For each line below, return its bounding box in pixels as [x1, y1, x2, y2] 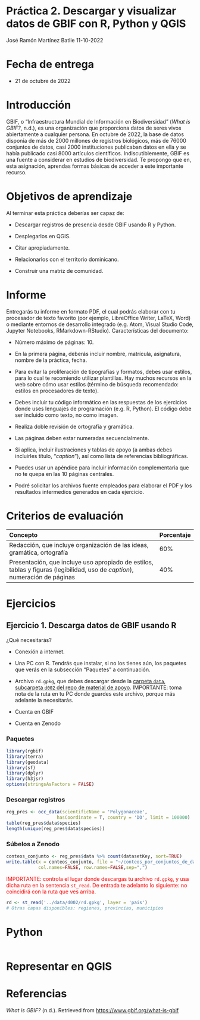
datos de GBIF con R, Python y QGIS [6, 17, 186, 30]
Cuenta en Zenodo [14, 720, 61, 727]
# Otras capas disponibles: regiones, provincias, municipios [6, 905, 164, 911]
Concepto [9, 530, 38, 539]
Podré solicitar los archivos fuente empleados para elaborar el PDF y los [14, 482, 192, 489]
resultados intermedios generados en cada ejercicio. [14, 488, 145, 495]
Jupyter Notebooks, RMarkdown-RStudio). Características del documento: [6, 327, 189, 334]
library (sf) [6, 764, 36, 771]
